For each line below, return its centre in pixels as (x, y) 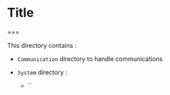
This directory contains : (42, 45)
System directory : (42, 72)
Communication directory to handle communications (90, 59)
